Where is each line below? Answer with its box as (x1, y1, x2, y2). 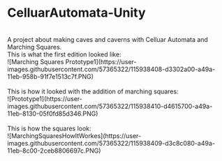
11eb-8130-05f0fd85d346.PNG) (7, 109, 98, 118)
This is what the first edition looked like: (7, 50, 121, 59)
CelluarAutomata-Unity (7, 5, 146, 21)
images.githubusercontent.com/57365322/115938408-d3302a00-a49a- (7, 65, 216, 73)
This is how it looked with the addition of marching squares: (7, 87, 179, 95)
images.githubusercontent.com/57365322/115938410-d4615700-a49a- (7, 102, 213, 110)
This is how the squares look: (7, 124, 92, 132)
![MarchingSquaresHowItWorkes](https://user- (7, 131, 142, 140)
